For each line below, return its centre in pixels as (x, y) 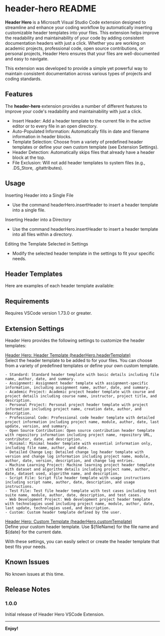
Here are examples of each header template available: (60, 286)
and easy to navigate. (27, 59)
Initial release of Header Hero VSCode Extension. (55, 614)
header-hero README (51, 9)
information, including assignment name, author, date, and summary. (78, 388)
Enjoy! (12, 628)
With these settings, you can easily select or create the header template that (82, 541)
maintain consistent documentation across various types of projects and (78, 73)
